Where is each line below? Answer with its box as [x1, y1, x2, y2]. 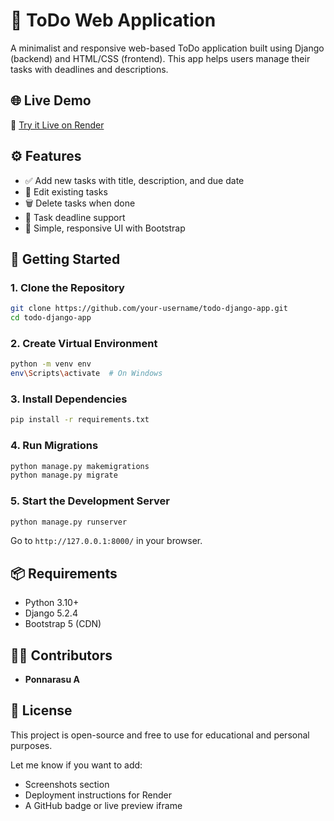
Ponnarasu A [24, 674, 80, 686]
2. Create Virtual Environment [10, 336, 158, 350]
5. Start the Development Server [10, 494, 170, 508]
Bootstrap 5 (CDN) [24, 618, 102, 630]
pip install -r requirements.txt [10, 415, 150, 425]
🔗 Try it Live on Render [10, 119, 105, 131]
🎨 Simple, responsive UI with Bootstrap [24, 222, 186, 234]
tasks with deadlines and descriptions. [10, 63, 169, 75]
